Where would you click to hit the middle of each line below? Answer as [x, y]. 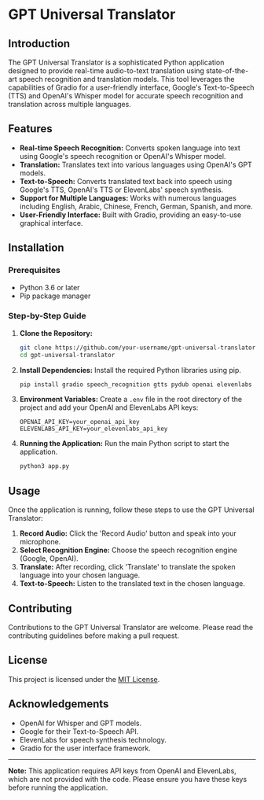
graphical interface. [51, 223]
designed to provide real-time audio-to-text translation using [106, 71]
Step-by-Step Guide [47, 316]
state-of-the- [227, 71]
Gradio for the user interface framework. [85, 748]
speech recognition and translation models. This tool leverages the [126, 79]
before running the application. [58, 787]
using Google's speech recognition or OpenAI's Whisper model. [123, 156]
